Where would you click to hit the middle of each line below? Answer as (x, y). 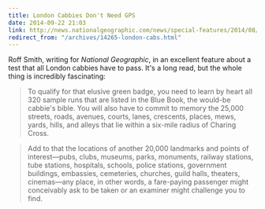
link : (17, 30)
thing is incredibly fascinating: (57, 76)
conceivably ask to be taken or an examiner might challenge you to (136, 190)
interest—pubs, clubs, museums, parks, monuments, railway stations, (140, 157)
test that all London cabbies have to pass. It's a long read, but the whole (125, 68)
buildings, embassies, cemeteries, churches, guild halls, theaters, (134, 174)
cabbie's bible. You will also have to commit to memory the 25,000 (136, 108)
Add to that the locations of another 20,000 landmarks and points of (138, 148)
